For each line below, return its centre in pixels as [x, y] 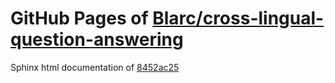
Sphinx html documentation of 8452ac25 [95, 67]
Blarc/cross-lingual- [238, 18]
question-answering [97, 39]
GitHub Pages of [79, 18]
